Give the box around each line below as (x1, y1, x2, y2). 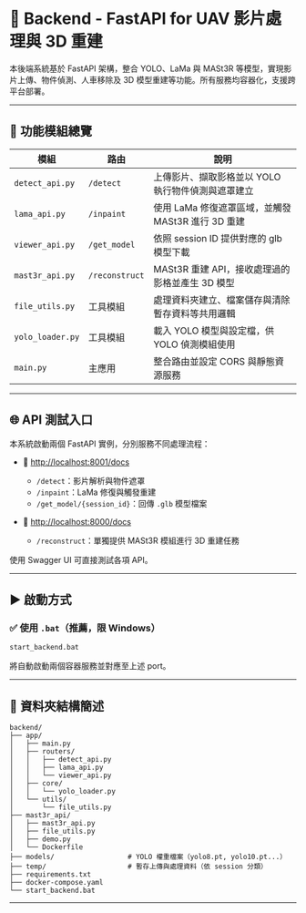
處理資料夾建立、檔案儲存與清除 (153, 293, 291, 306)
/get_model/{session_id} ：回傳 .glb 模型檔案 (36, 498, 208, 508)
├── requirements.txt (9, 869, 92, 879)
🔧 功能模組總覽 (9, 124, 93, 139)
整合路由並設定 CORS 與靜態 (153, 354, 275, 367)
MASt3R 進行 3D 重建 (153, 215, 246, 228)
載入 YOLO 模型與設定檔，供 (153, 324, 275, 337)
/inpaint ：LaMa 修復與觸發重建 (36, 487, 157, 498)
